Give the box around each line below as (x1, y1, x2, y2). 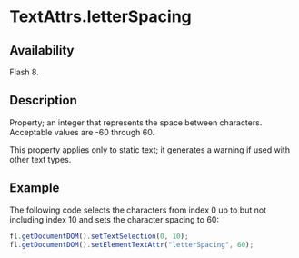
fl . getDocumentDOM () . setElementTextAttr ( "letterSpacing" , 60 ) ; (9, 240, 254, 249)
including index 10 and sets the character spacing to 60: (9, 213, 220, 224)
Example (9, 180, 60, 196)
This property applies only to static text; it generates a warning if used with (9, 144, 291, 155)
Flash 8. (9, 66, 39, 77)
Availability (9, 43, 75, 58)
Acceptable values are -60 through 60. (9, 126, 155, 137)
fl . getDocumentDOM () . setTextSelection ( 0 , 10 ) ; (9, 232, 189, 241)
